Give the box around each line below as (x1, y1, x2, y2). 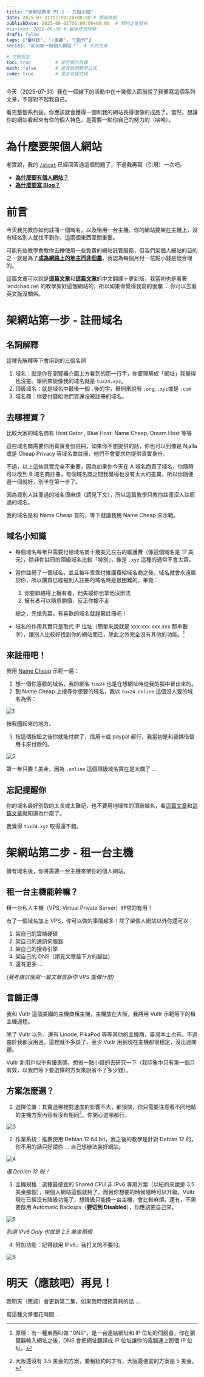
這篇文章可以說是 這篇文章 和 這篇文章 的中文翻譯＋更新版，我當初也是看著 (6, 275, 187, 283)
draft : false (6, 32, 39, 38)
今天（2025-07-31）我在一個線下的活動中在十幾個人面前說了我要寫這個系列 (6, 88, 195, 95)
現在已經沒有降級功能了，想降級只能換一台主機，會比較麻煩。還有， (15, 1196, 186, 1203)
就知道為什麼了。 (22, 809, 65, 817)
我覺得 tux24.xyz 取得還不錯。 (6, 823, 82, 830)
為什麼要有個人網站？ (15, 174, 69, 181)
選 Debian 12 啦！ (6, 1168, 50, 1175)
